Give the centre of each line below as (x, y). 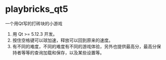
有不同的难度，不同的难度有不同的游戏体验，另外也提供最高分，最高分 (84, 46)
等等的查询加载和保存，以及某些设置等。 (63, 53)
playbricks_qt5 (37, 9)
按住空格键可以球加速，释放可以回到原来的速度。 (63, 40)
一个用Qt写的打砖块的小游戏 (34, 23)
